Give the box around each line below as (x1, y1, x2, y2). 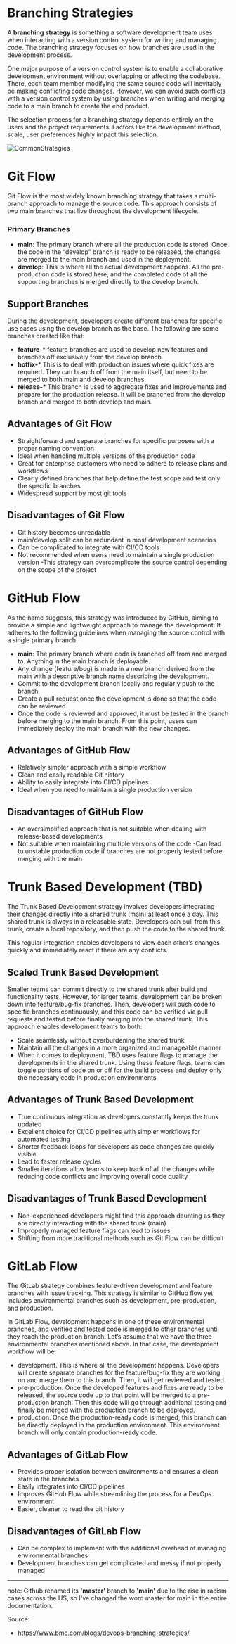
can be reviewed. (17, 701, 68, 710)
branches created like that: (7, 331, 85, 340)
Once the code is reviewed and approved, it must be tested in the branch (17, 709, 229, 718)
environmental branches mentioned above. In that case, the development (7, 1340, 219, 1349)
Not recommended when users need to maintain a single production (17, 550, 215, 559)
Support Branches (7, 298, 89, 310)
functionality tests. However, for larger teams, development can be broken (7, 992, 223, 1000)
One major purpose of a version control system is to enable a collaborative (7, 64, 223, 72)
